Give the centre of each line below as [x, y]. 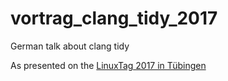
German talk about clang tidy [70, 46]
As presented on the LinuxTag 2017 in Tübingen [108, 65]
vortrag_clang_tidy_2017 [114, 18]
